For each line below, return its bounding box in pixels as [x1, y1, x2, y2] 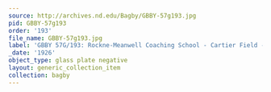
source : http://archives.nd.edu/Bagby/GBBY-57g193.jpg [8, 11, 197, 20]
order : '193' [8, 26, 52, 34]
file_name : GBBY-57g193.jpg [8, 34, 103, 42]
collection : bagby [8, 71, 70, 79]
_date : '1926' [8, 49, 56, 57]
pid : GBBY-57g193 [8, 19, 67, 27]
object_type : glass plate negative [8, 57, 128, 65]
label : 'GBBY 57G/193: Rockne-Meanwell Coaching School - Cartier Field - [8, 42, 265, 50]
